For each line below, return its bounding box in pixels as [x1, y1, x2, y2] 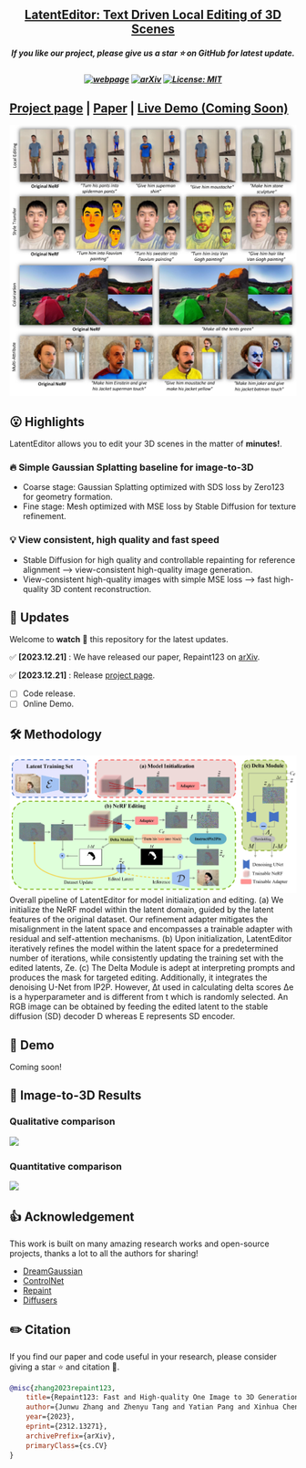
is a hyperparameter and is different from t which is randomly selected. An [9, 992, 289, 1003]
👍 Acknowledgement [9, 1209, 135, 1225]
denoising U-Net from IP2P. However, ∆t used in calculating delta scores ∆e [9, 982, 294, 993]
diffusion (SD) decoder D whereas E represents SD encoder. [9, 1011, 236, 1022]
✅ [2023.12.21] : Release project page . [9, 670, 156, 681]
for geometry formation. [22, 492, 114, 503]
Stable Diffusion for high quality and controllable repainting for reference [22, 554, 296, 565]
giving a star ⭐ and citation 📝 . [9, 1361, 120, 1372]
